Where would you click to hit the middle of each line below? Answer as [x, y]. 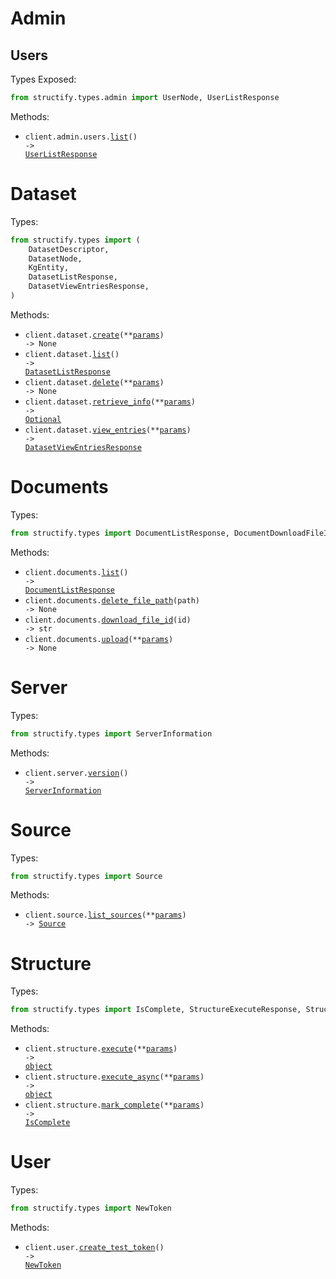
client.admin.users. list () [81, 137]
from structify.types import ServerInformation [111, 733]
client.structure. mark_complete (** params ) [114, 1105]
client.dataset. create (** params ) [94, 335]
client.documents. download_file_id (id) [108, 620]
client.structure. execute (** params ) [101, 1049]
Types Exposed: [43, 79]
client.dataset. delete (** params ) [94, 382]
